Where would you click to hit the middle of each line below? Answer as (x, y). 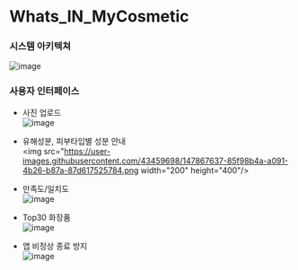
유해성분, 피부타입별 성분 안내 (74, 141)
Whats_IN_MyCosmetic (100, 17)
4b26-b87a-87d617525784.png (80, 170)
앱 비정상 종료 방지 (55, 246)
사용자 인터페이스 (44, 91)
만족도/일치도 (46, 188)
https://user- (87, 151)
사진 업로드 (42, 112)
